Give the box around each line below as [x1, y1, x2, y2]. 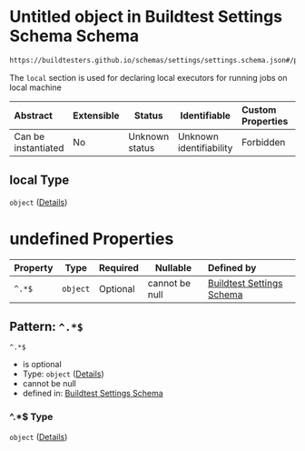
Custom [241, 103, 277, 115]
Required [98, 261, 139, 274]
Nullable [154, 261, 192, 274]
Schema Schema [9, 25, 140, 46]
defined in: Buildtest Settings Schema [22, 388, 163, 399]
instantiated [14, 141, 64, 154]
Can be [14, 130, 45, 143]
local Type [9, 173, 70, 188]
